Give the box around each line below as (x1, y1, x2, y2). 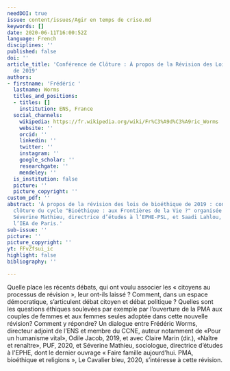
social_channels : (13, 112, 63, 118)
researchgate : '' (19, 162, 69, 170)
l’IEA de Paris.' (13, 220, 63, 227)
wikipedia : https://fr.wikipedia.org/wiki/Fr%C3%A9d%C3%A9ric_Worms (19, 118, 219, 125)
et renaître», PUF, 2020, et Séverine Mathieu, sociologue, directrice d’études (7, 341, 223, 349)
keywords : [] (7, 23, 44, 29)
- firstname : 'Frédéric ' (7, 80, 81, 87)
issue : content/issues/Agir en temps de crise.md (7, 16, 152, 23)
